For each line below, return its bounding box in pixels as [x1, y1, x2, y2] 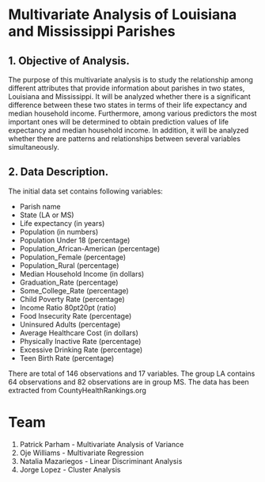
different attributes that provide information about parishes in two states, [8, 83, 245, 93]
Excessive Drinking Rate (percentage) [19, 345, 143, 354]
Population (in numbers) [19, 227, 99, 236]
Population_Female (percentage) [19, 252, 127, 262]
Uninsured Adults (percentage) [19, 319, 121, 329]
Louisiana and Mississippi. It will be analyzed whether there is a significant [8, 92, 251, 101]
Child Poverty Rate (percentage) [19, 294, 125, 304]
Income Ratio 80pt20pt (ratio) [19, 303, 117, 312]
